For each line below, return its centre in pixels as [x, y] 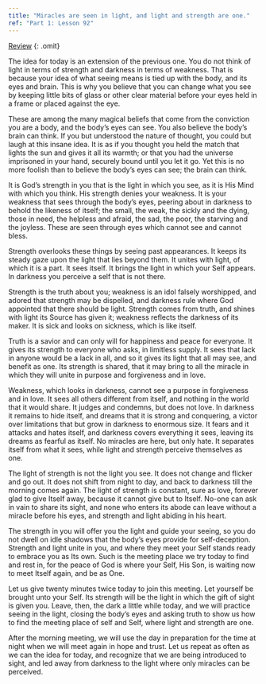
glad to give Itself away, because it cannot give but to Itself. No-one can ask [133, 499]
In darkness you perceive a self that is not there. [87, 276]
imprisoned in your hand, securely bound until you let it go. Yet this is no [126, 161]
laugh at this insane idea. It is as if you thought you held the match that [124, 144]
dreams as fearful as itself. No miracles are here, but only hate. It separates [131, 441]
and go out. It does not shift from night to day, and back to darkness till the [130, 481]
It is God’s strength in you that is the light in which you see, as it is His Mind [131, 185]
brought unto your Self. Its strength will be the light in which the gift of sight [132, 597]
